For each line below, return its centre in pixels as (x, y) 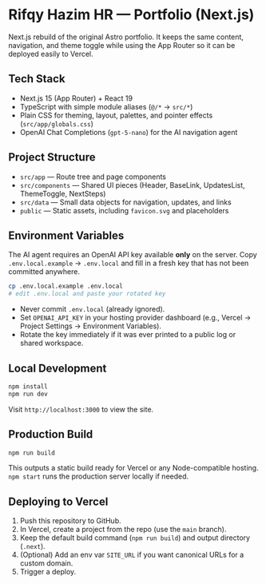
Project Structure (52, 157)
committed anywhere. (44, 272)
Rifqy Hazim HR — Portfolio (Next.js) (131, 15)
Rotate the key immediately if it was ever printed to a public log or (128, 335)
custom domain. (46, 563)
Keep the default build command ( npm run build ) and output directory (135, 538)
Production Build (51, 434)
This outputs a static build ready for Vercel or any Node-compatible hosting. (133, 468)
